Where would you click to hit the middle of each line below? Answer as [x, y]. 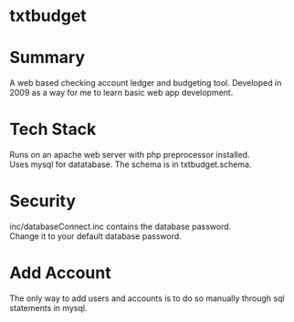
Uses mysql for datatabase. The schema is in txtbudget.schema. [131, 164]
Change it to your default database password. [96, 236]
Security [42, 201]
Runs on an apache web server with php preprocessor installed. [130, 155]
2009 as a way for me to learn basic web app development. [121, 93]
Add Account [60, 273]
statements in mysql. [48, 307]
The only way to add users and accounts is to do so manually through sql [147, 298]
